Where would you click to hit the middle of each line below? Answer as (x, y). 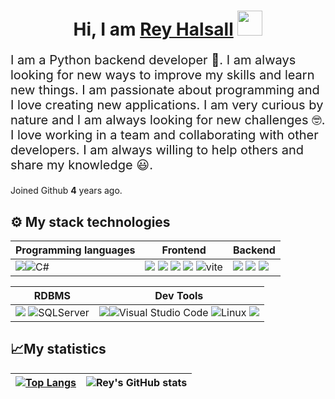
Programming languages (75, 250)
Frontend (184, 250)
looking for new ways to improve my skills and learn (162, 75)
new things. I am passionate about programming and (165, 90)
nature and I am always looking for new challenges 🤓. (168, 120)
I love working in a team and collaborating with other (164, 135)
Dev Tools (179, 295)
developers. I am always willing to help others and (157, 150)
